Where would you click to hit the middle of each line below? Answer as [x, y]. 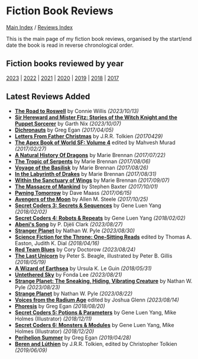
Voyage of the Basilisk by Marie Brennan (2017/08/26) [82, 168]
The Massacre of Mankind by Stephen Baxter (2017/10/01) [86, 186]
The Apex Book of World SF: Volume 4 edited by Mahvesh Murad [95, 142]
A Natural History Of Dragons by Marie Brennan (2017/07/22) [90, 155]
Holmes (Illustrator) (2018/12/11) [53, 319]
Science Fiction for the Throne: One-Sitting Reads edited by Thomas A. [103, 237]
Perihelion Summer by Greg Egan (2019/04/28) [73, 337]
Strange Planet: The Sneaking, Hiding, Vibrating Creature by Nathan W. [103, 281]
